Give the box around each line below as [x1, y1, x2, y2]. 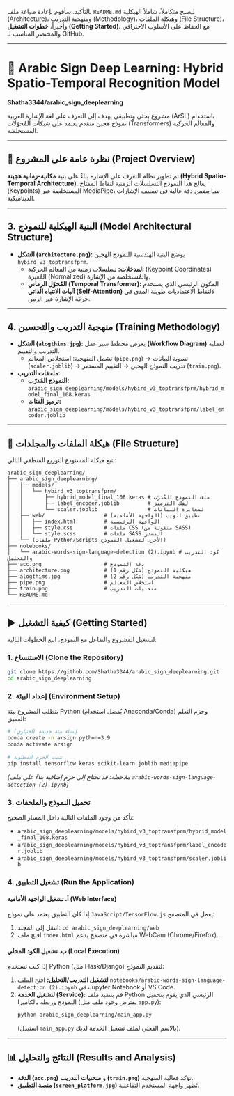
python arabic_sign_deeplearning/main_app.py [17, 1011, 152, 1019]
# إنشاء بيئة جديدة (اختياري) [7, 728, 77, 735]
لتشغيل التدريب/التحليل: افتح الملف [17, 976, 109, 984]
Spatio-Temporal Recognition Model [7, 75, 221, 91]
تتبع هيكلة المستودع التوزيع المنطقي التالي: [7, 456, 117, 464]
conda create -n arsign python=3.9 [7, 735, 111, 742]
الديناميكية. [7, 194, 36, 202]
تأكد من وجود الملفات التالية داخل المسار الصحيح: [7, 813, 134, 822]
